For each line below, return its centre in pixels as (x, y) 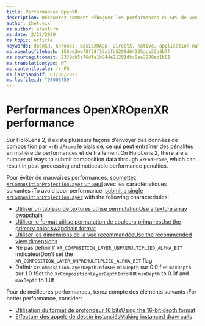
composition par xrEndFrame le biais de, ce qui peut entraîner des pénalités (100, 146)
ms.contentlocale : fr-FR (38, 69)
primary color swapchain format (56, 229)
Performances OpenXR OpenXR (88, 110)
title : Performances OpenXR (42, 12)
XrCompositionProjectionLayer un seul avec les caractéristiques (87, 184)
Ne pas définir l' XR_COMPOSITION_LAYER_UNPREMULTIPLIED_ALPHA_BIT (99, 248)
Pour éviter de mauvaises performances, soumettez (71, 178)
